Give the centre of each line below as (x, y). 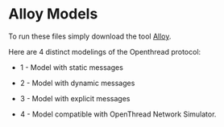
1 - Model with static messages (71, 67)
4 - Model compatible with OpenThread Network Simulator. (118, 114)
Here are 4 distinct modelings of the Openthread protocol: (105, 51)
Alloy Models (53, 14)
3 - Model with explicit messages (75, 98)
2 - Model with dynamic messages (77, 83)
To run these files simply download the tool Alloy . (90, 36)
